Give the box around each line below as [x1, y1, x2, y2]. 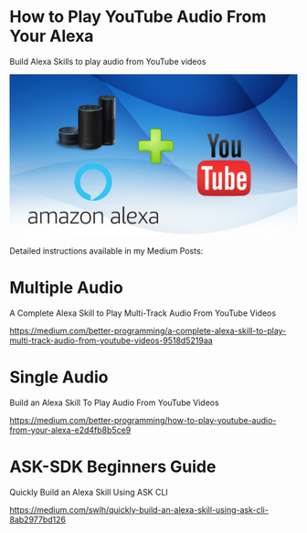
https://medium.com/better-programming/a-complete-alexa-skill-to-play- [9, 326, 287, 337]
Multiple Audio [9, 277, 123, 298]
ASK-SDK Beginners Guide [9, 456, 217, 477]
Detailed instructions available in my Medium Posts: [9, 246, 204, 256]
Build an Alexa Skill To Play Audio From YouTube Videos [9, 397, 219, 408]
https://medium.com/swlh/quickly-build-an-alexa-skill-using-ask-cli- [9, 505, 270, 516]
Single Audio [9, 367, 109, 388]
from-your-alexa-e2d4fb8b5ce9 [9, 424, 132, 435]
